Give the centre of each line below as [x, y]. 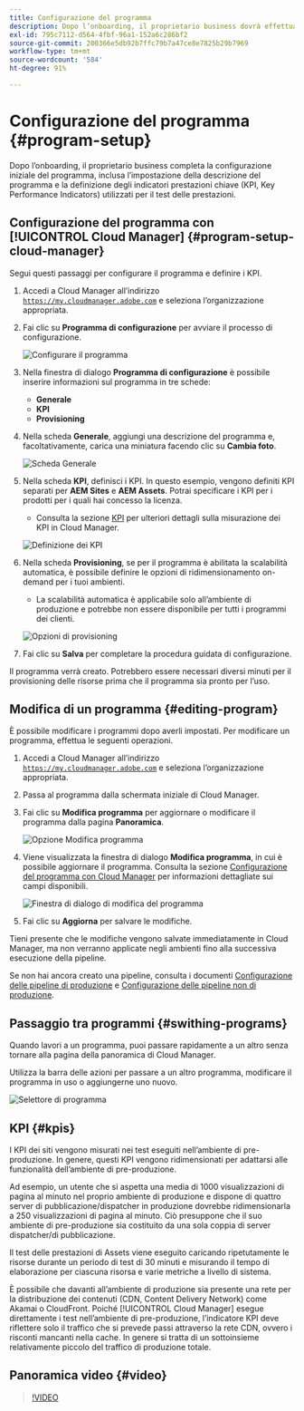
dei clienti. [55, 618]
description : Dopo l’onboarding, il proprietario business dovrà [135, 26]
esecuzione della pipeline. [58, 958]
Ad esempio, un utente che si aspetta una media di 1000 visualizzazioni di [147, 1187]
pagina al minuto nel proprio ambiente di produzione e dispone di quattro [145, 1196]
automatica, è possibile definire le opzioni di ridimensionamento [141, 572]
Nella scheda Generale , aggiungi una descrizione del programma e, [149, 436]
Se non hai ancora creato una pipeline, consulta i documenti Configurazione [151, 976]
